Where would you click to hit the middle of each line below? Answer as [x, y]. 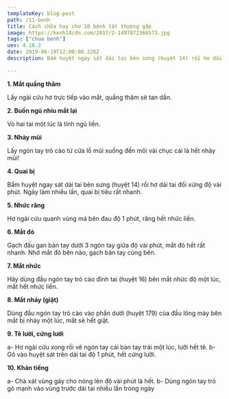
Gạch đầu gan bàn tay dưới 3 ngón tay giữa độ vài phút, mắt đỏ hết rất [106, 245]
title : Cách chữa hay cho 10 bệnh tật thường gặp [80, 26]
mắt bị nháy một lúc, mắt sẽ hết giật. [58, 320]
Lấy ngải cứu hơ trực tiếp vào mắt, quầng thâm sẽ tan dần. [90, 97]
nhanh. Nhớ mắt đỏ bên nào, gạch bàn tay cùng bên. [82, 252]
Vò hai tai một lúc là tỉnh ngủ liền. [54, 124]
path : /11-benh [29, 20]
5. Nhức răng [26, 205]
